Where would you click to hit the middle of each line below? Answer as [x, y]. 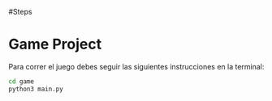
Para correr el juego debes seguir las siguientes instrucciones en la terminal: [136, 66]
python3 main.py [36, 89]
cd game [22, 81]
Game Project [55, 44]
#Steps [20, 12]
